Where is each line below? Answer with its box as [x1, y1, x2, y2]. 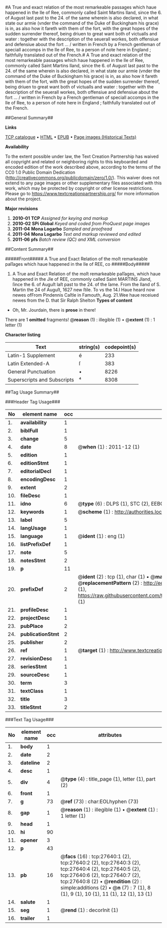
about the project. [5, 196, 42, 202]
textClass [20, 688, 44, 694]
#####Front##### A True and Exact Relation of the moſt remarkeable [5, 256, 148, 262]
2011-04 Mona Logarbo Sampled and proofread [12, 226, 112, 232]
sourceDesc [20, 671, 50, 678]
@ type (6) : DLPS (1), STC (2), [78, 500, 150, 507]
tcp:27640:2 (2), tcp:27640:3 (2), [60, 859, 141, 866]
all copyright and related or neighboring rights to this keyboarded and [5, 159, 148, 164]
